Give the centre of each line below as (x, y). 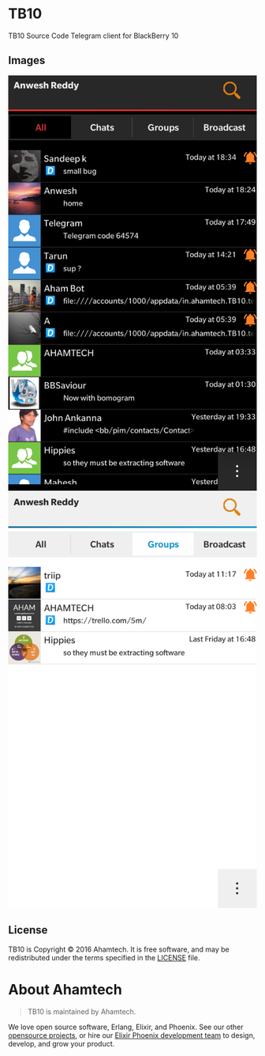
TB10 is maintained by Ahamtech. (82, 1011)
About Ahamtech (65, 989)
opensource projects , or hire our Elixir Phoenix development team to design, (132, 1035)
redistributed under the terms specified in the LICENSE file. (104, 957)
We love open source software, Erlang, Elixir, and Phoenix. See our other (126, 1027)
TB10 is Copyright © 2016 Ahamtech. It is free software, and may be (119, 949)
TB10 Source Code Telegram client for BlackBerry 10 (93, 36)
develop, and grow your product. (62, 1043)
